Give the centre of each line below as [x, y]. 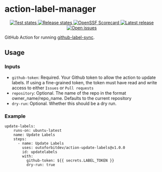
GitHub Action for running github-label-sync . [50, 37]
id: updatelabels [40, 152]
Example [15, 116]
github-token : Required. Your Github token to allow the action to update [84, 77]
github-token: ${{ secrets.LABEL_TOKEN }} [70, 160]
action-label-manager [50, 9]
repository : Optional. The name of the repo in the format [69, 93]
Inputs [12, 67]
